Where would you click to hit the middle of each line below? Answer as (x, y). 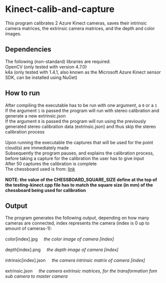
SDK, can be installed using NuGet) (41, 77)
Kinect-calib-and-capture (60, 9)
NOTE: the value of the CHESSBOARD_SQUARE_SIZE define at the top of (81, 179)
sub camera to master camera (37, 276)
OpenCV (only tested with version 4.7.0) (46, 66)
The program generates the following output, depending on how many (77, 218)
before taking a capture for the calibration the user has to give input (75, 158)
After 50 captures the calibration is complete (51, 163)
